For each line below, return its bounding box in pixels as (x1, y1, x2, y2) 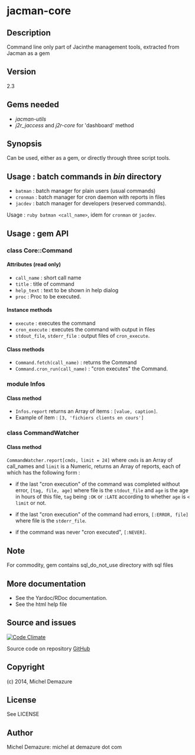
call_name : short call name (15, 274, 82, 281)
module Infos (6, 380, 45, 388)
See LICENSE (6, 711, 40, 718)
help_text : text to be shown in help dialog (15, 286, 119, 293)
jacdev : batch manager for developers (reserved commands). (15, 200, 167, 207)
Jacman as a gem (6, 50, 50, 57)
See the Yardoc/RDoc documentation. (15, 595, 108, 602)
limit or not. (15, 499, 47, 506)
